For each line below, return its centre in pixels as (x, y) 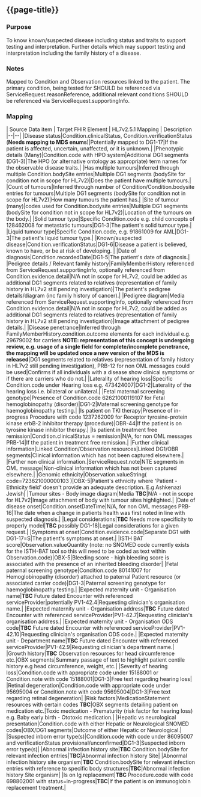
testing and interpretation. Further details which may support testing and (96, 46)
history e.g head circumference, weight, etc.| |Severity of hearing (87, 666)
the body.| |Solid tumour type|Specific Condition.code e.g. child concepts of (100, 219)
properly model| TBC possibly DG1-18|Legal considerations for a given (92, 526)
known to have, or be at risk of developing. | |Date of (71, 251)
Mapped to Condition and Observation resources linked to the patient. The (98, 81)
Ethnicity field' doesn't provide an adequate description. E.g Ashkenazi (94, 487)
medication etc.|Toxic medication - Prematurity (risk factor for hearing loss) (100, 711)
